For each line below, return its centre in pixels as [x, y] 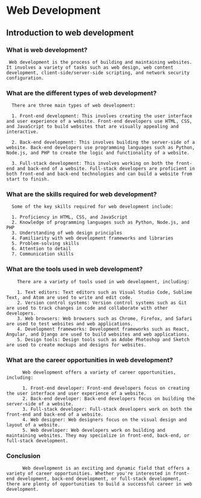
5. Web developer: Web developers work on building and [94, 431]
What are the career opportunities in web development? [90, 360]
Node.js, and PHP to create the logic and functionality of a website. [98, 153]
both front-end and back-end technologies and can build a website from [99, 174]
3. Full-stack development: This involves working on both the [92, 164]
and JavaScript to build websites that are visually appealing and [93, 127]
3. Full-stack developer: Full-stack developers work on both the [107, 410]
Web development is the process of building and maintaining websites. [100, 62]
